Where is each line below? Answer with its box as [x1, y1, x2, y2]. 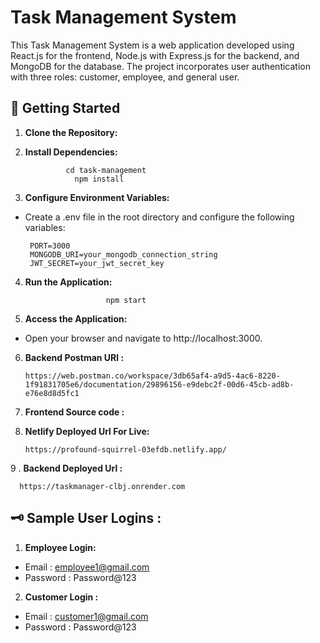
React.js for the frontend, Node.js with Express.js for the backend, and [10, 49, 300, 61]
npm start [105, 295, 147, 305]
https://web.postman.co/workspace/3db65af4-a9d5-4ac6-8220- [24, 371, 281, 381]
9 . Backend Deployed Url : [10, 462, 123, 474]
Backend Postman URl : [24, 351, 125, 363]
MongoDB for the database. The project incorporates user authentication [10, 60, 311, 72]
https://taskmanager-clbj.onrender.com [19, 481, 186, 491]
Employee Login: [24, 541, 97, 553]
